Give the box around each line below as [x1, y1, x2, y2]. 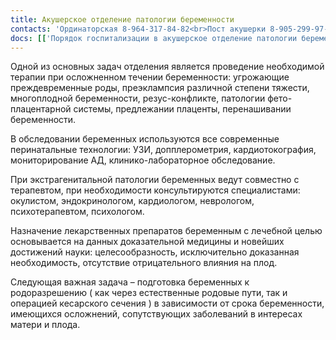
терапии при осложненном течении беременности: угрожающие [10, 71, 290, 83]
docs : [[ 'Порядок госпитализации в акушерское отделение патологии [10, 33, 298, 43]
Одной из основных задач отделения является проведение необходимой [10, 61, 325, 73]
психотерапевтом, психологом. [10, 206, 145, 218]
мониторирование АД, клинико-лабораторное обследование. [10, 154, 276, 166]
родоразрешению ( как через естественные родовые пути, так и [10, 287, 288, 299]
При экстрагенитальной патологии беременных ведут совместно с [10, 174, 300, 186]
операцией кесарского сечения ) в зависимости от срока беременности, [10, 297, 325, 310]
